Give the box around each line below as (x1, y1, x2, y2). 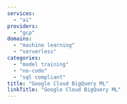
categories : (7, 55, 41, 62)
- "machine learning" (13, 42, 76, 49)
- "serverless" (13, 49, 57, 55)
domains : (7, 36, 32, 42)
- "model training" (13, 61, 69, 68)
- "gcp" (13, 29, 36, 36)
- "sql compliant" (13, 73, 67, 81)
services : (7, 10, 36, 17)
